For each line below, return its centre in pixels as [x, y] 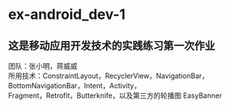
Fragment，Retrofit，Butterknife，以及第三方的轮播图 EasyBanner [115, 95]
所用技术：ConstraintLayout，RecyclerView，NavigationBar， [109, 76]
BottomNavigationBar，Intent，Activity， [75, 86]
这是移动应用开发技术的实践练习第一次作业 [111, 45]
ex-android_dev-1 [67, 15]
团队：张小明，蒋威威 [43, 66]
